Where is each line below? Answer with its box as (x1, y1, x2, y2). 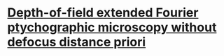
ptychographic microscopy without (7, 19, 217, 35)
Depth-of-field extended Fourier (7, 5, 199, 21)
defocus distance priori (7, 35, 146, 50)
